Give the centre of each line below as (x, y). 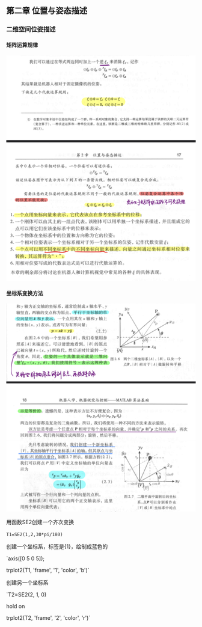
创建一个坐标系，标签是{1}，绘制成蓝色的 (57, 546)
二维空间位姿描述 (31, 29)
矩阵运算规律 (22, 44)
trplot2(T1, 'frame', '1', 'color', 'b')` (48, 570)
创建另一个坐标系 (27, 583)
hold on (16, 607)
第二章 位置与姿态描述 (47, 11)
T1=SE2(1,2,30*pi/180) (35, 535)
